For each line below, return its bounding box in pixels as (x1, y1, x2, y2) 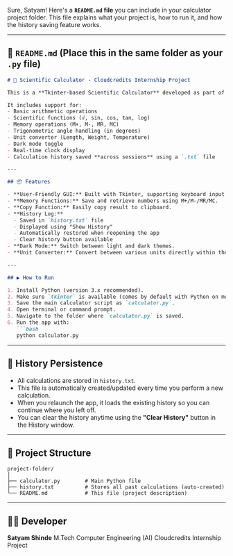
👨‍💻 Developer (7, 515, 67, 527)
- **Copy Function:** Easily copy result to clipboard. (7, 204, 172, 211)
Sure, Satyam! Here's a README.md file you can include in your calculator (7, 6, 212, 14)
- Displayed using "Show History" (13, 223, 113, 230)
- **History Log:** (7, 210, 64, 218)
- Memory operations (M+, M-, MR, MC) (7, 121, 119, 128)
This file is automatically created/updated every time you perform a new (17, 384, 224, 392)
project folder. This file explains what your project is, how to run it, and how (7, 13, 223, 22)
